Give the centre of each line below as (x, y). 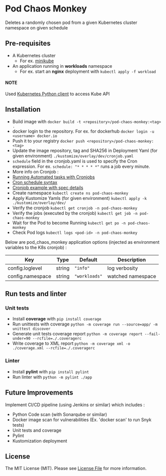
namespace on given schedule (37, 27)
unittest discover (31, 329)
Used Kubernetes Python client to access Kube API (58, 94)
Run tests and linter (36, 294)
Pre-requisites (28, 44)
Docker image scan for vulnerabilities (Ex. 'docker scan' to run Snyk (82, 420)
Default (88, 260)
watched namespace (132, 276)
